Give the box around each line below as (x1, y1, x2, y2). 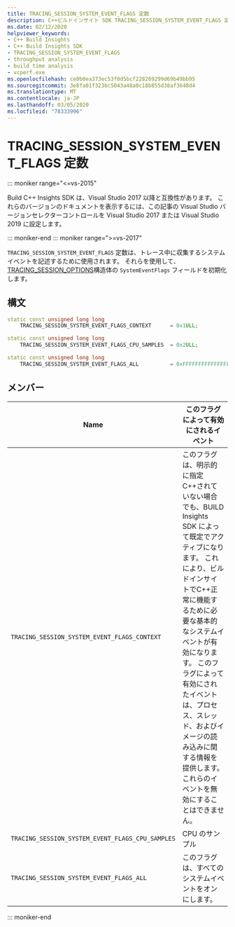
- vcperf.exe (7, 69, 45, 76)
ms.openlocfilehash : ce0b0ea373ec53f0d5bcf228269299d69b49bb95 (7, 75, 196, 83)
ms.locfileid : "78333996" (7, 108, 83, 115)
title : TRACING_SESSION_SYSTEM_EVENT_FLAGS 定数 (7, 10, 150, 18)
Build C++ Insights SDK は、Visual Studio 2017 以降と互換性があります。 (7, 193, 216, 202)
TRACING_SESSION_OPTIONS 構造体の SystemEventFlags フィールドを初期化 (7, 266, 227, 274)
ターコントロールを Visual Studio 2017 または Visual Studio (50, 211, 220, 219)
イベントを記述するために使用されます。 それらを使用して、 (7, 256, 180, 265)
